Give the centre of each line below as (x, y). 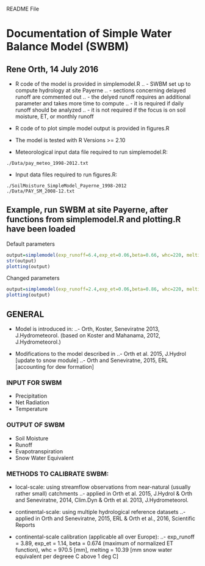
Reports (25, 525)
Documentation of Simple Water (89, 34)
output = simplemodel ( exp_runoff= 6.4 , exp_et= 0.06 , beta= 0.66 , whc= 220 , (95, 255)
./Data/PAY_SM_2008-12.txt (41, 191)
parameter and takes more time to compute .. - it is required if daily (99, 103)
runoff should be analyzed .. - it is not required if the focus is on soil (100, 110)
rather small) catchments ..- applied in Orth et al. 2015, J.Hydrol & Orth (103, 493)
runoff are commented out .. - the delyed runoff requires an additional (103, 97)
